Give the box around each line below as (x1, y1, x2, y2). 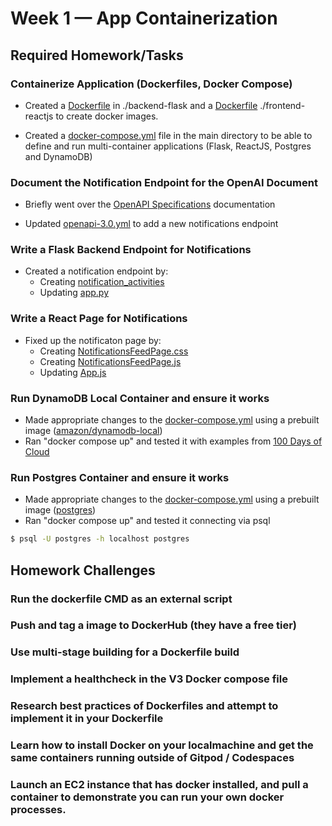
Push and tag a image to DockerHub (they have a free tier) (10, 618, 298, 632)
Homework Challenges (10, 562, 156, 579)
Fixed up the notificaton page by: (24, 334, 162, 346)
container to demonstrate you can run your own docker (10, 790, 285, 804)
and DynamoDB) (24, 150, 93, 162)
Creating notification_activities (39, 276, 165, 288)
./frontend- (259, 99, 306, 111)
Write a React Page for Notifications (10, 312, 188, 326)
